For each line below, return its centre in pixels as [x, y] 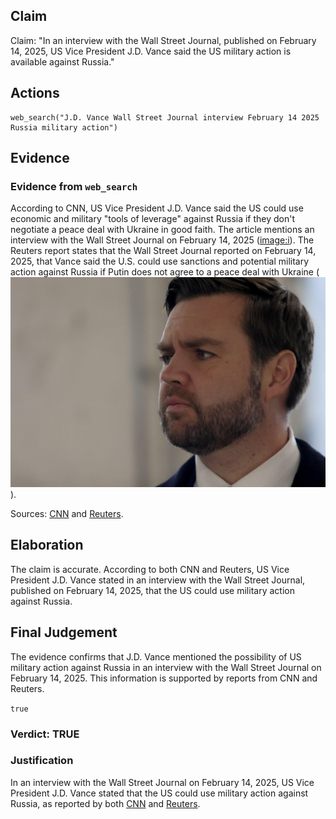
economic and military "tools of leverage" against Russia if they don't [153, 219]
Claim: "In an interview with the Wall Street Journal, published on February [163, 40]
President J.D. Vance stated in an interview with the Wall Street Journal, [158, 580]
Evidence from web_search [74, 186]
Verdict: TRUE [45, 734]
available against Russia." [62, 61]
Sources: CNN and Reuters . [67, 513]
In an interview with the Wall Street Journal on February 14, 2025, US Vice [162, 782]
